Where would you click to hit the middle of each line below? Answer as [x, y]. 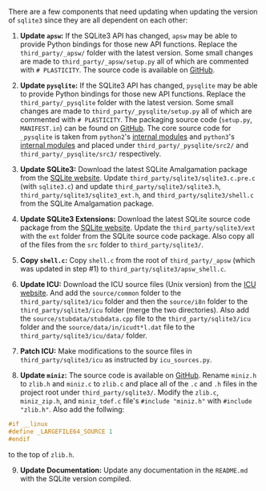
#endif [19, 439]
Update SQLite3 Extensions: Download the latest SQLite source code [135, 219]
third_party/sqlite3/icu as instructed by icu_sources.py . [116, 360]
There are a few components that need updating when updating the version [133, 12]
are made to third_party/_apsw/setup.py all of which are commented [134, 61]
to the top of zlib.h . [41, 454]
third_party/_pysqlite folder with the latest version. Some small [127, 102]
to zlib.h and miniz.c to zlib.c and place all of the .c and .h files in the [139, 384]
